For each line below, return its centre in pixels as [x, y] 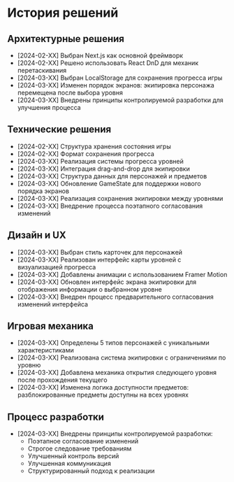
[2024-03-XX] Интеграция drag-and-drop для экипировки [103, 169]
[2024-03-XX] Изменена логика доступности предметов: [103, 388]
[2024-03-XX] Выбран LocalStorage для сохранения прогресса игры [120, 78]
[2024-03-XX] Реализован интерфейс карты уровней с [99, 260]
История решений [63, 13]
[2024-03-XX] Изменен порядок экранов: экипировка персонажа [116, 85]
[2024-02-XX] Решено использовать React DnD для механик [108, 63]
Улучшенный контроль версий [73, 456]
